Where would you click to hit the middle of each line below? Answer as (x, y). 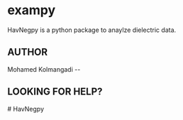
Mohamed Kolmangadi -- (44, 69)
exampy (32, 10)
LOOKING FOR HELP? (55, 92)
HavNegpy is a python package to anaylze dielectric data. (92, 30)
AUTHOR (28, 52)
